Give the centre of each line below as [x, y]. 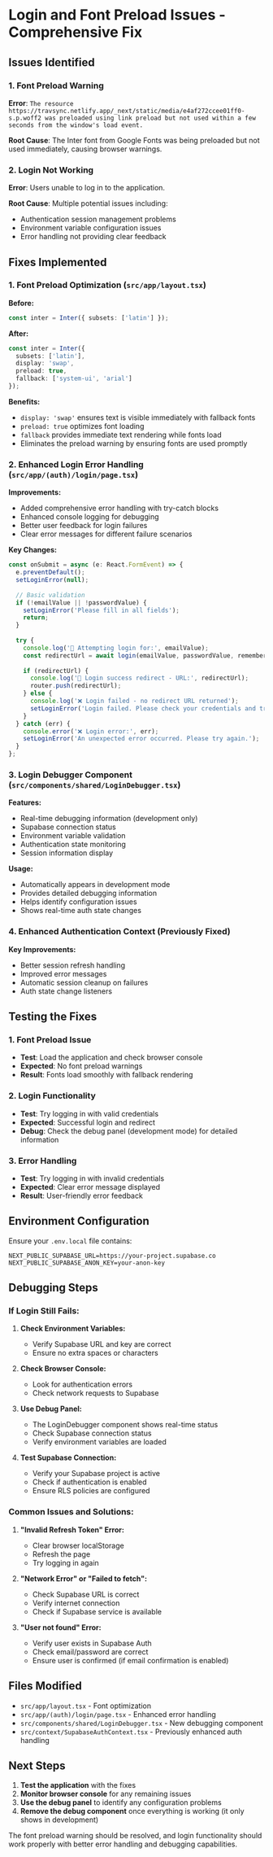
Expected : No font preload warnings [81, 1066]
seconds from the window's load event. [76, 125]
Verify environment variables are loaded [99, 1442]
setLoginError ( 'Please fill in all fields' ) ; [102, 610]
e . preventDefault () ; [50, 572]
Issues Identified [52, 62]
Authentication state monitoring [73, 845]
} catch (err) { [43, 723]
